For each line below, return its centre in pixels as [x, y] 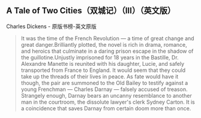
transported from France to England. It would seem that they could [103, 70]
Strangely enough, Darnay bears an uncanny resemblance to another [106, 95]
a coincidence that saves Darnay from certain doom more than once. [106, 108]
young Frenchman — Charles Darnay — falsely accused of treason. [104, 89]
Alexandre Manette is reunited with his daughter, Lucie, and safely [103, 63]
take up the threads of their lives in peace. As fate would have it [100, 76]
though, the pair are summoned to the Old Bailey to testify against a [104, 83]
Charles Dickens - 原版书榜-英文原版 [52, 26]
